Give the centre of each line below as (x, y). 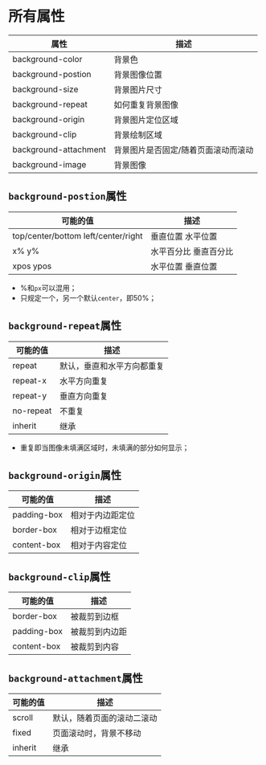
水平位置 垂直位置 (184, 266)
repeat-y (29, 395)
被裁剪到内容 (94, 647)
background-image (49, 164)
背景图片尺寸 (138, 89)
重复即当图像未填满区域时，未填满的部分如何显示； (104, 448)
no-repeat (32, 411)
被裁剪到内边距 (98, 632)
